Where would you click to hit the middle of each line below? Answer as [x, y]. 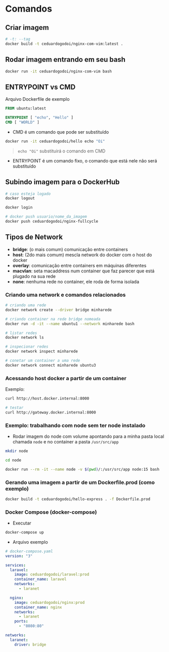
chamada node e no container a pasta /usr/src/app [66, 442]
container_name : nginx [38, 607]
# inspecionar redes [27, 347]
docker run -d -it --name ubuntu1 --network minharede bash [70, 324]
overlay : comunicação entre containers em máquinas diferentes [79, 265]
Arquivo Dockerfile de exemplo [37, 99]
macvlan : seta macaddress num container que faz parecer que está [83, 271]
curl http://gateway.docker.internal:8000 [51, 412]
